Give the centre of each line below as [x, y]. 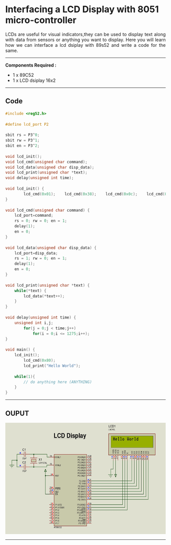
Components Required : [31, 65]
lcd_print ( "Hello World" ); [52, 366]
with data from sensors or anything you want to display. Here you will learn [85, 40]
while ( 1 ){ [25, 377]
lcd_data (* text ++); [44, 296]
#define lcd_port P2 [27, 124]
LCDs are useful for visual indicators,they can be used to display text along [85, 34]
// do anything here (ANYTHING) [58, 382]
